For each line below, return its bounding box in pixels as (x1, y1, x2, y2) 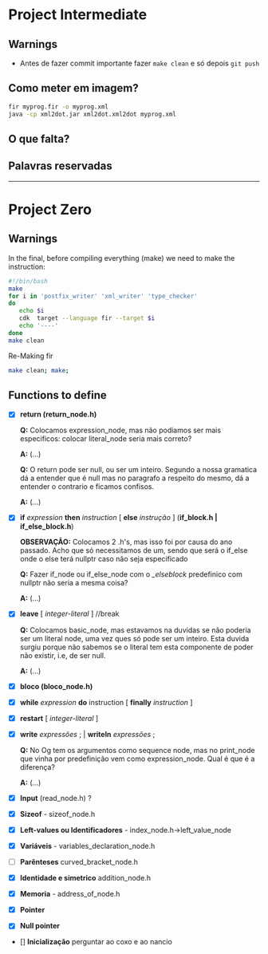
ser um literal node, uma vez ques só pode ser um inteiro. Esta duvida (19, 633, 250, 643)
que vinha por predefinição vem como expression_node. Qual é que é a (19, 754, 255, 763)
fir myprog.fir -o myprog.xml (8, 102, 109, 111)
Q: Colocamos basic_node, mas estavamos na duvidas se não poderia (19, 625, 251, 635)
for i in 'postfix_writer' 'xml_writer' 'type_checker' (8, 292, 198, 300)
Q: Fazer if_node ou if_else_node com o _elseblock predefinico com (19, 570, 243, 579)
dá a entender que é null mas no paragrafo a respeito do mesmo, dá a (19, 473, 250, 483)
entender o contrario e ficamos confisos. (19, 482, 154, 491)
